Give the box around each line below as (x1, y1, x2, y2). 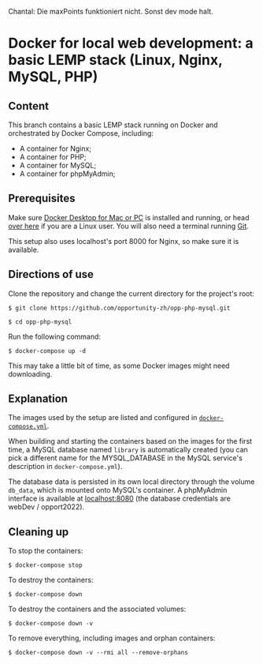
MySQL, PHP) (8, 68, 98, 86)
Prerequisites (8, 192, 76, 205)
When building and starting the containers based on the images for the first (8, 437, 253, 446)
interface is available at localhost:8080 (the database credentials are (8, 493, 231, 504)
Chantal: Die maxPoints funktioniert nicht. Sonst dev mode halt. (8, 7, 214, 16)
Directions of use (8, 268, 94, 281)
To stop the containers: (8, 546, 83, 556)
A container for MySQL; (19, 161, 97, 170)
